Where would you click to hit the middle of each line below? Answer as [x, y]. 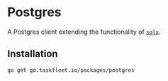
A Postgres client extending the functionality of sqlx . [84, 32]
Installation [33, 54]
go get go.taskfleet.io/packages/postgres [71, 70]
